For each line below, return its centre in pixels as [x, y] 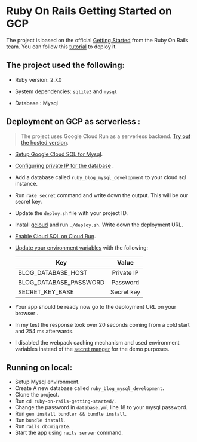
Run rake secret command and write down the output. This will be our [101, 195]
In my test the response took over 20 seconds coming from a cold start [102, 324]
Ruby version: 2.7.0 [38, 79]
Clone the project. [37, 395]
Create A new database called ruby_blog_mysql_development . [89, 388]
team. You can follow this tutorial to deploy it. [62, 47]
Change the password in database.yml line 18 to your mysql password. [101, 407]
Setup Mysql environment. [47, 382]
